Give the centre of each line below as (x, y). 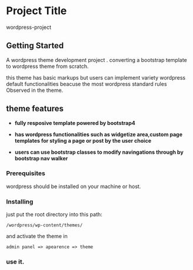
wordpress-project (29, 27)
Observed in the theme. (35, 90)
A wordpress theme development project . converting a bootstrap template (96, 60)
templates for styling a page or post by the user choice (83, 140)
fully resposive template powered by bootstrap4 (75, 123)
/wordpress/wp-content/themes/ (44, 225)
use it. (15, 262)
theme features (35, 109)
